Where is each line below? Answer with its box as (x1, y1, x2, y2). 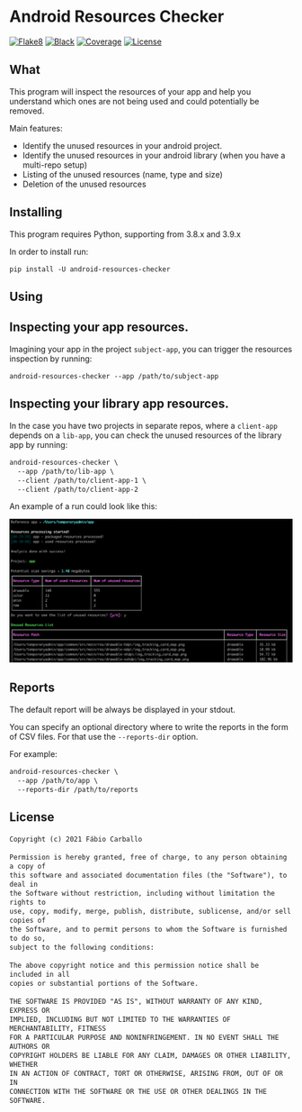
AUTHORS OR (9, 1042, 50, 1051)
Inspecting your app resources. (9, 320, 189, 335)
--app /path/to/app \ (17, 776, 99, 785)
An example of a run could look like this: (9, 500, 157, 511)
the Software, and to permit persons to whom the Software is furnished (9, 925, 288, 934)
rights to (9, 898, 47, 907)
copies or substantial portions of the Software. (9, 979, 200, 988)
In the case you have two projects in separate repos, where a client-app (9, 420, 279, 431)
